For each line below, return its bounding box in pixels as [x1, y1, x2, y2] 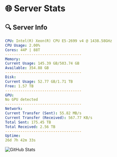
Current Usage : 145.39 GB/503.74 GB [5, 61, 79, 66]
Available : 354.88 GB [5, 66, 49, 70]
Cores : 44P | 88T [5, 47, 40, 52]
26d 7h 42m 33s [5, 138, 36, 143]
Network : [5, 106, 23, 111]
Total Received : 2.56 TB [5, 124, 56, 129]
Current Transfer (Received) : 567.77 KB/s [5, 115, 93, 120]
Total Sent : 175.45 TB [5, 120, 51, 124]
